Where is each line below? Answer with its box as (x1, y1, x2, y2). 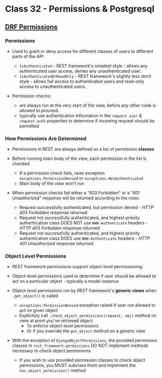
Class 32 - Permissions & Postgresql (5, 3, 155, 15)
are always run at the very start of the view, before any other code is (19, 102, 156, 108)
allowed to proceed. (19, 107, 59, 113)
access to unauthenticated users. (19, 84, 86, 89)
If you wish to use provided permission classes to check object (19, 357, 146, 363)
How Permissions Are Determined (5, 135, 86, 142)
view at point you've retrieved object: (19, 318, 94, 324)
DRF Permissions (5, 23, 58, 31)
